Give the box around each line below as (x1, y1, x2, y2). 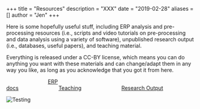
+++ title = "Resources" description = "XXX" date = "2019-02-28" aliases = (6, 5, 194, 12)
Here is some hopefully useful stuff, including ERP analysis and (6, 23, 163, 30)
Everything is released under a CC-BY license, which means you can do (6, 54, 185, 60)
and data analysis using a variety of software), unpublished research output (6, 36, 194, 43)
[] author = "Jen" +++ (6, 11, 60, 19)
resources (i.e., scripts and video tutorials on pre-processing (35, 29, 186, 37)
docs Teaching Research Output (6, 84, 164, 92)
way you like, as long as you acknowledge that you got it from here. (6, 66, 174, 74)
